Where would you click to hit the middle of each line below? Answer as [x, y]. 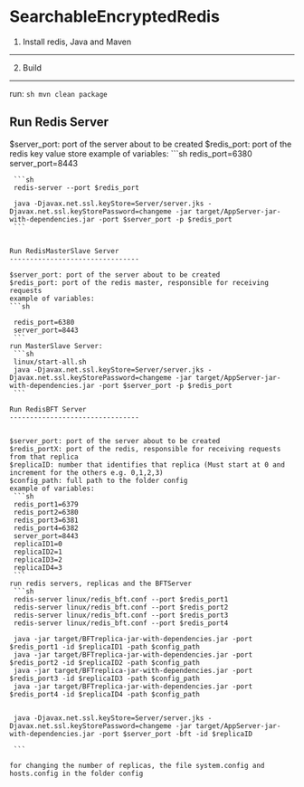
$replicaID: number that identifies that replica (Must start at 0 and [147, 465]
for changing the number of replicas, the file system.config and [137, 765]
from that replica [44, 457]
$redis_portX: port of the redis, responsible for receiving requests [145, 449]
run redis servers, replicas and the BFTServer [101, 583]
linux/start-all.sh [50, 362]
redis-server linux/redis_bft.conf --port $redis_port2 [121, 607]
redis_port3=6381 [46, 520]
